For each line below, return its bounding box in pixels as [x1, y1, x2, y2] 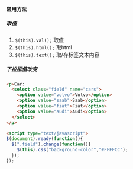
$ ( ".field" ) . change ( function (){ [11, 141, 92, 148]
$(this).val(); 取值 [14, 36, 64, 43]
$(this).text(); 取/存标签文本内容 [14, 51, 100, 58]
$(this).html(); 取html [14, 43, 72, 50]
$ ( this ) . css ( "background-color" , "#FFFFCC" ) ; [17, 147, 128, 153]
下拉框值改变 [6, 66, 37, 73]
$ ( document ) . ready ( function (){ [6, 136, 83, 142]
